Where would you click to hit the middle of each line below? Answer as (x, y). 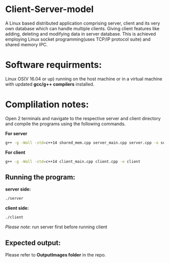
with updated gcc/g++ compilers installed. (50, 84)
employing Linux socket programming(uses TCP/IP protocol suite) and (78, 39)
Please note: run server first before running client (56, 227)
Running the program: (40, 177)
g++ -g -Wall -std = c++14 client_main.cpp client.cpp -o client (73, 161)
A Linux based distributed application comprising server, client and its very (83, 23)
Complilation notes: (47, 105)
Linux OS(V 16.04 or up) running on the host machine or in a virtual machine (84, 78)
